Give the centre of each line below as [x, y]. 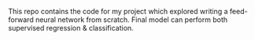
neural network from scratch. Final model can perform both [131, 20]
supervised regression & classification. [71, 28]
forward [21, 20]
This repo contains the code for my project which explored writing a [118, 11]
